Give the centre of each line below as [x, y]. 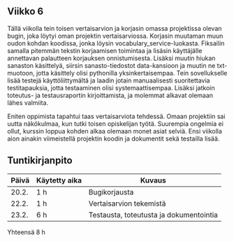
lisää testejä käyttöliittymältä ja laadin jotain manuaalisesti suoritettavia [109, 80]
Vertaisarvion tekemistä [127, 204]
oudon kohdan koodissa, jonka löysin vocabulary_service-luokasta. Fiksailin [116, 43]
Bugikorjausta [111, 192]
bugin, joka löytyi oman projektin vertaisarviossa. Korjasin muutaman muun [115, 36]
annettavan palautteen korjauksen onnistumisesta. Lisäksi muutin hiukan [111, 58]
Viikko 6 [25, 12]
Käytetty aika [59, 180]
